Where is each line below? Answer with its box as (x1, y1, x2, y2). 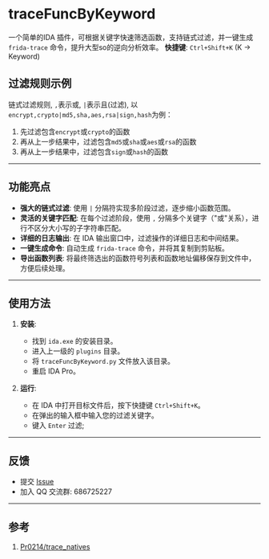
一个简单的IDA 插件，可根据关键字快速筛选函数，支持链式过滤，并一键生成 (8, 32, 254, 42)
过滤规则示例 (8, 77, 72, 91)
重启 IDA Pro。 (31, 366, 80, 376)
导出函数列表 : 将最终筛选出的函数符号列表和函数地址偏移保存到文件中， (19, 253, 256, 263)
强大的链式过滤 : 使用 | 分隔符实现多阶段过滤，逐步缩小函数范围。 (19, 202, 235, 213)
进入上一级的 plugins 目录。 (31, 346, 125, 356)
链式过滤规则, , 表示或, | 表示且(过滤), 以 (8, 100, 139, 109)
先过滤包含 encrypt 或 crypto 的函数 (19, 126, 130, 137)
